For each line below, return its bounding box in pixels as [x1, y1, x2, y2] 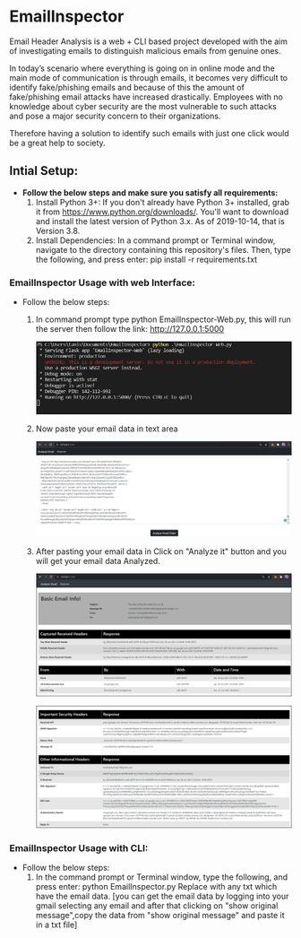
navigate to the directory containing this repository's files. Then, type [35, 244, 291, 255]
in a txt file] [35, 919, 78, 930]
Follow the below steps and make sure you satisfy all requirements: [21, 187, 279, 198]
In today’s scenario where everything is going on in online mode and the [9, 63, 275, 74]
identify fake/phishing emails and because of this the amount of [9, 82, 245, 92]
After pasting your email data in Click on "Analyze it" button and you [35, 545, 287, 557]
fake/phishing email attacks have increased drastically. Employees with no [9, 91, 284, 102]
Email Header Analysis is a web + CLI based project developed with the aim [9, 36, 288, 47]
